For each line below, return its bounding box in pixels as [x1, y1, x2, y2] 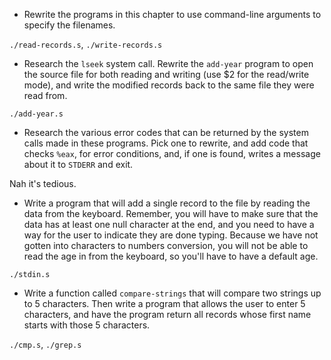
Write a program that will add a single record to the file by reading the [23, 197, 311, 209]
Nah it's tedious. [9, 178, 77, 189]
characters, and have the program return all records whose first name [23, 309, 312, 320]
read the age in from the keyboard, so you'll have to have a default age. [23, 250, 319, 262]
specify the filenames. [23, 19, 116, 31]
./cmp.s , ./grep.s [9, 339, 82, 350]
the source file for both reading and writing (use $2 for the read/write [23, 69, 310, 80]
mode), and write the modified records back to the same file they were [23, 79, 315, 91]
